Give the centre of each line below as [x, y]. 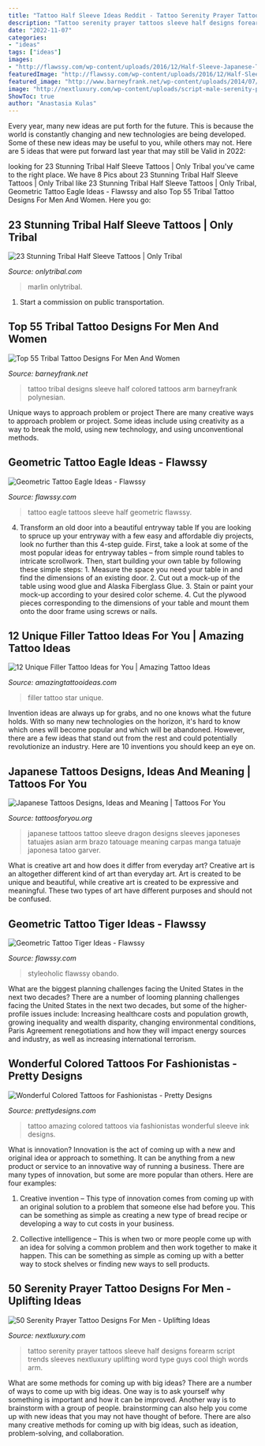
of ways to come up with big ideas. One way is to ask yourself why [117, 1391]
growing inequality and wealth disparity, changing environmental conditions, [132, 1022]
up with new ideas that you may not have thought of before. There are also [129, 1416]
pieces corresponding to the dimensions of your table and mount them [134, 603]
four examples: [32, 1183]
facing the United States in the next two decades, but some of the [115, 1006]
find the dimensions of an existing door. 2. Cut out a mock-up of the [130, 578]
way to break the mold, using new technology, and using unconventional [126, 429]
